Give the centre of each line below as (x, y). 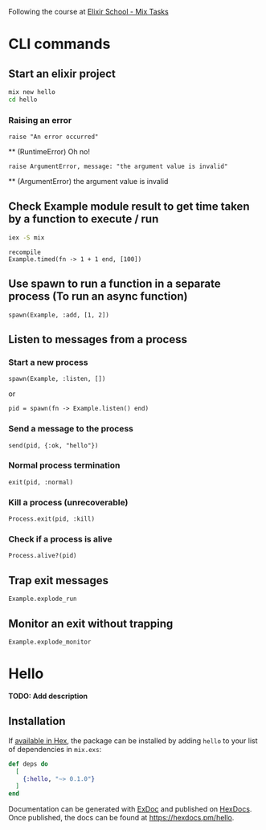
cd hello (23, 100)
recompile (25, 252)
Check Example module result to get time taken (129, 207)
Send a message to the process (71, 429)
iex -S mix (27, 237)
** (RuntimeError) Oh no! (49, 152)
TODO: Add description (48, 696)
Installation (37, 721)
